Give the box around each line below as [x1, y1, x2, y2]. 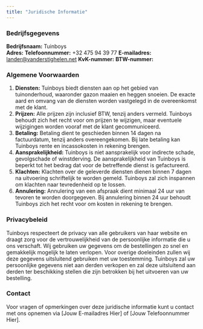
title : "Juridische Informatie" [6, 8, 88, 15]
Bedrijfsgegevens [6, 28, 60, 37]
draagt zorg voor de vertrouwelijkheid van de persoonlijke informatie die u [6, 236, 191, 243]
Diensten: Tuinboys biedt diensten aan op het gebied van [14, 84, 159, 91]
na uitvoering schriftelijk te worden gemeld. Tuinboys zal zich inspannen [14, 174, 195, 182]
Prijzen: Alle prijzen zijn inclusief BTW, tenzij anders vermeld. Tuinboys [14, 110, 192, 118]
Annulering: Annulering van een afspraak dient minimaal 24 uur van [14, 187, 185, 194]
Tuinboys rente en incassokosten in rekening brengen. [14, 142, 150, 150]
